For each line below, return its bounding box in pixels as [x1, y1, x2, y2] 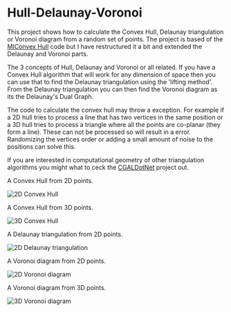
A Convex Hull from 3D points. [7, 203, 93, 211]
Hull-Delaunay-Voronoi [7, 5, 143, 21]
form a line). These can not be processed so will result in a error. [7, 128, 192, 136]
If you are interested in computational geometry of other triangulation [7, 155, 205, 164]
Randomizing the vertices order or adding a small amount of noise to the [7, 135, 213, 143]
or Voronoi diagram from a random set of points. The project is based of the [7, 35, 223, 43]
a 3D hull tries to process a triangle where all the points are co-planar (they [7, 120, 221, 128]
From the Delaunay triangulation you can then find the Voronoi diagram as [7, 85, 218, 93]
